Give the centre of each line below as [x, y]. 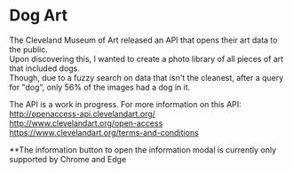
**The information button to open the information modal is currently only [143, 149]
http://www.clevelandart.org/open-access [86, 123]
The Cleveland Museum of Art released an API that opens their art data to [143, 40]
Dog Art [39, 16]
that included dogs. [44, 68]
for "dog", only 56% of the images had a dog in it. [100, 87]
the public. [29, 49]
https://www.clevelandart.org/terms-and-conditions [104, 132]
